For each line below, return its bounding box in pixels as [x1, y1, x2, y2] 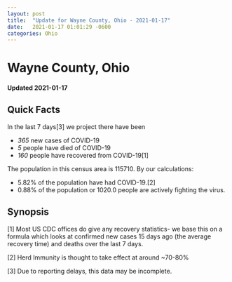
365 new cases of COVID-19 [17, 136, 100, 145]
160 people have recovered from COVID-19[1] [17, 151, 149, 159]
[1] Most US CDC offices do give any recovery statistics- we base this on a [7, 224, 223, 233]
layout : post [7, 10, 46, 18]
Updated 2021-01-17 [7, 83, 68, 92]
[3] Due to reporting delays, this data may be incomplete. [7, 267, 172, 275]
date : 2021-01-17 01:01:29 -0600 [7, 23, 111, 30]
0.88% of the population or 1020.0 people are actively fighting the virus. [17, 185, 226, 194]
